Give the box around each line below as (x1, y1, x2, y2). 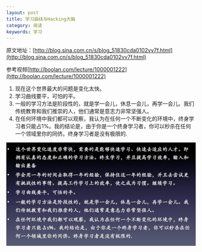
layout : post (6, 10, 39, 16)
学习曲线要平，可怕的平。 (14, 93, 79, 100)
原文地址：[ (6, 47, 35, 54)
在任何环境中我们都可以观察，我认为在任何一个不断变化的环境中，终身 (14, 115, 189, 123)
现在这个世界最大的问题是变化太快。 (14, 85, 105, 93)
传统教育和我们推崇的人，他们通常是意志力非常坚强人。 (14, 108, 152, 115)
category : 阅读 (6, 22, 43, 28)
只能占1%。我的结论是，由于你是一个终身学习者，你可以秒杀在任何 (25, 123, 191, 130)
